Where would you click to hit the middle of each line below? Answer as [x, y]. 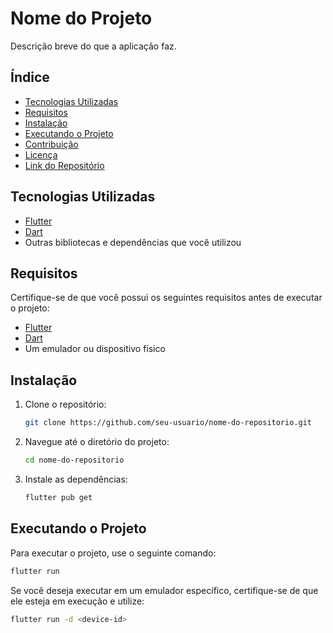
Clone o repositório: [65, 404]
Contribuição [51, 144]
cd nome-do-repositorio [74, 460]
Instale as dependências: [76, 479]
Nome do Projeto [81, 18]
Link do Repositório [64, 165]
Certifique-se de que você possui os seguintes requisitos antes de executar [166, 298]
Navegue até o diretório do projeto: [97, 442]
